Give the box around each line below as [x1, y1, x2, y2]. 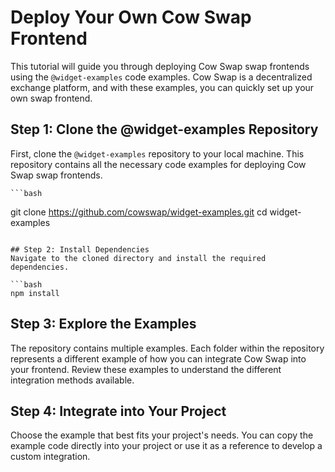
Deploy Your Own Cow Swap [10, 6, 252, 29]
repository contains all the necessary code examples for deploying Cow [10, 158, 307, 170]
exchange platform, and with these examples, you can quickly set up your [10, 81, 315, 93]
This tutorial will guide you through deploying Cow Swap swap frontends [10, 60, 310, 72]
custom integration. [10, 451, 91, 463]
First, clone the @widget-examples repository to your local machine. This [10, 147, 305, 160]
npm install [10, 288, 60, 298]
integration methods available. [10, 374, 135, 386]
